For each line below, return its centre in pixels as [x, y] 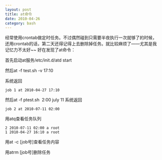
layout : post [18, 10]
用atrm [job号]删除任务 [28, 152]
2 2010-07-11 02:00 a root [32, 128]
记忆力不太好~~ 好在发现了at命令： [40, 50]
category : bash [20, 23]
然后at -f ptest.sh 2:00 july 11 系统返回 [44, 100]
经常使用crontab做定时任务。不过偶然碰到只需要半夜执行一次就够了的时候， [81, 38]
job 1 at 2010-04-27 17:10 [32, 90]
